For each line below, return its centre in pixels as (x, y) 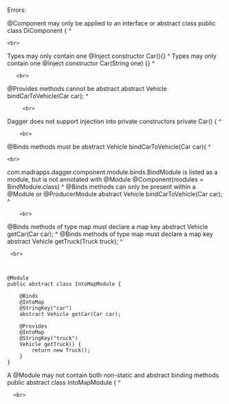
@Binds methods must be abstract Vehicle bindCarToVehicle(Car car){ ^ (109, 147)
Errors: (17, 10)
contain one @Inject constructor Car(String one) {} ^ (81, 63)
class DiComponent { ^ (40, 31)
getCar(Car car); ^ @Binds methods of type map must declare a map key (110, 234)
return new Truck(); (61, 350)
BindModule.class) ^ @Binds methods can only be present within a (101, 187)
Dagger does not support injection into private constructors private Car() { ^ (115, 121)
